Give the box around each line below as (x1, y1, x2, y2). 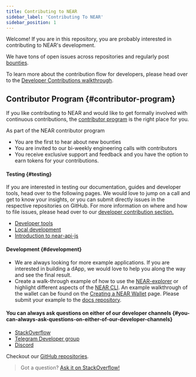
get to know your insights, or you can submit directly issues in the (6, 196, 165, 203)
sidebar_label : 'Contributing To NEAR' (6, 14, 104, 20)
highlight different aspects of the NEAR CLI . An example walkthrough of (14, 284, 188, 291)
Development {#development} (6, 246, 82, 253)
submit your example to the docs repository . (14, 296, 121, 303)
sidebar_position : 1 (6, 19, 57, 25)
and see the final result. (14, 271, 72, 278)
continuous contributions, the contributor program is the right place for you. (6, 116, 190, 123)
